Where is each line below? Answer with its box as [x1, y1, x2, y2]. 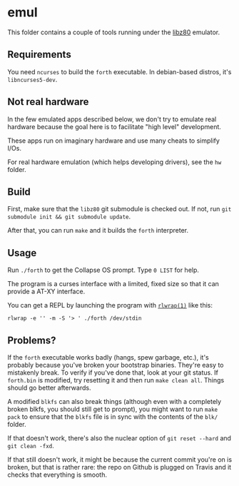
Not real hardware [7, 96, 89, 108]
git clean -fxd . [7, 442, 55, 450]
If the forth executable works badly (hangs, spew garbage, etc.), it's [7, 353, 209, 361]
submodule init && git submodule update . [7, 212, 131, 221]
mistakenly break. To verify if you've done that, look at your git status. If [7, 368, 219, 377]
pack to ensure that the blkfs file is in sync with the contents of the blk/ [7, 412, 218, 421]
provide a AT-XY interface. [7, 287, 86, 296]
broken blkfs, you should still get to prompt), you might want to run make [7, 405, 218, 413]
